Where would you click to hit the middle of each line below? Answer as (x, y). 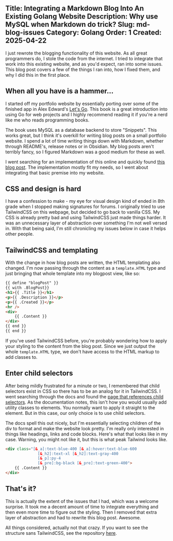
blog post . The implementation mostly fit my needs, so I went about (77, 167)
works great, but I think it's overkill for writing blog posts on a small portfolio (86, 135)
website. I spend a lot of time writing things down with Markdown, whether (84, 141)
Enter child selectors (39, 373)
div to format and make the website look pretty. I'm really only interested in (85, 428)
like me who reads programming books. (47, 120)
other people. (20, 234)
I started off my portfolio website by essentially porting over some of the (82, 103)
